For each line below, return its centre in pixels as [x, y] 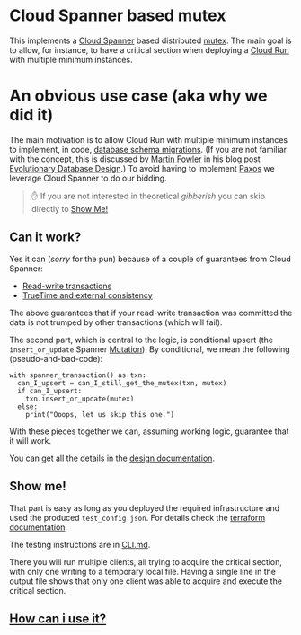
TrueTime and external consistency [87, 295]
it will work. [31, 440]
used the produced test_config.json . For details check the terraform [137, 517]
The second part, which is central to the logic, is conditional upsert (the [142, 340]
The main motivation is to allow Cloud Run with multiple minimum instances [149, 139]
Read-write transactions [67, 286]
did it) [31, 115]
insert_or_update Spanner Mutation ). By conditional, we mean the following [150, 349]
